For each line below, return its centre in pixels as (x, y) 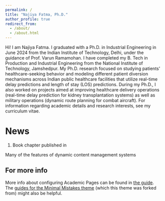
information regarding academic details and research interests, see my (78, 106)
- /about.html (24, 33)
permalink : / (19, 10)
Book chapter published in (39, 145)
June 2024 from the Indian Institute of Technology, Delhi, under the (74, 52)
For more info (26, 170)
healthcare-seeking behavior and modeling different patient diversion (77, 74)
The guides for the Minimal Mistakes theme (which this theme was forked (81, 187)
